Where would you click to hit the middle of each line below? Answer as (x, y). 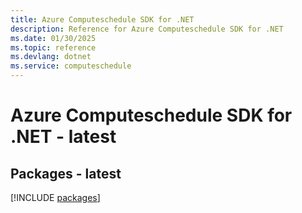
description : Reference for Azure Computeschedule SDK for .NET (147, 29)
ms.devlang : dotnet (51, 57)
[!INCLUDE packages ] (55, 197)
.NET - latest (63, 137)
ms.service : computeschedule (71, 66)
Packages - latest (66, 173)
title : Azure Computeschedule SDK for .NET (102, 19)
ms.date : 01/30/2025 (53, 38)
